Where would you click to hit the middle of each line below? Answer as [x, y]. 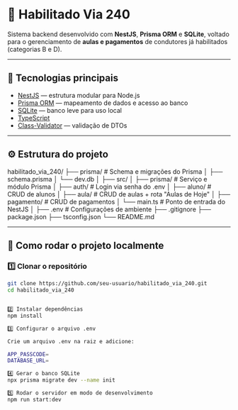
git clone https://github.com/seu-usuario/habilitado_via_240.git [107, 284]
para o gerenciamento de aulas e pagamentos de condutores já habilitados [118, 41]
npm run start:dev [34, 399]
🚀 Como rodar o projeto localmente [86, 245]
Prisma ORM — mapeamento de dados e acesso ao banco [103, 103]
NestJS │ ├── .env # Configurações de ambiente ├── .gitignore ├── [109, 209]
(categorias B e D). [35, 49]
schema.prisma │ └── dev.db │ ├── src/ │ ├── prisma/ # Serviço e [107, 179]
